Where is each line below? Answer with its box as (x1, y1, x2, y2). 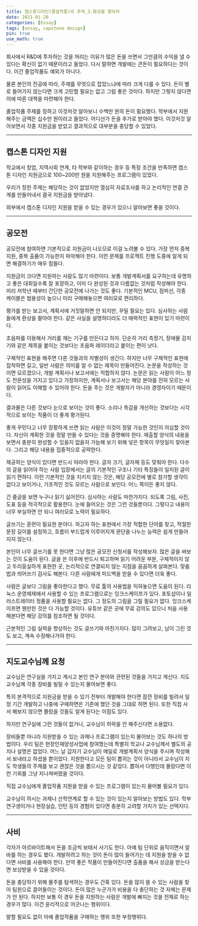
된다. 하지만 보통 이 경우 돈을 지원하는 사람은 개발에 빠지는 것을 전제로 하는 (18, 893, 190, 901)
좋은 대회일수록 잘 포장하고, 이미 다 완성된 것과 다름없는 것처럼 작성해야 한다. (12, 280, 189, 287)
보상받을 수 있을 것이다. (12, 866, 66, 873)
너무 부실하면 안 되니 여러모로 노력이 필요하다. (6, 508, 112, 515)
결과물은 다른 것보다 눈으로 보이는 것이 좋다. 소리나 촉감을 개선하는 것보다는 (6, 404, 179, 411)
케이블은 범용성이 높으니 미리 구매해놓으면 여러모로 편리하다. (6, 294, 145, 301)
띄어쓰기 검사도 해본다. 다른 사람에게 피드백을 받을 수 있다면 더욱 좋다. (16, 570, 177, 577)
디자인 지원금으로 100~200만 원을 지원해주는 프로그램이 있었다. (12, 171, 158, 178)
